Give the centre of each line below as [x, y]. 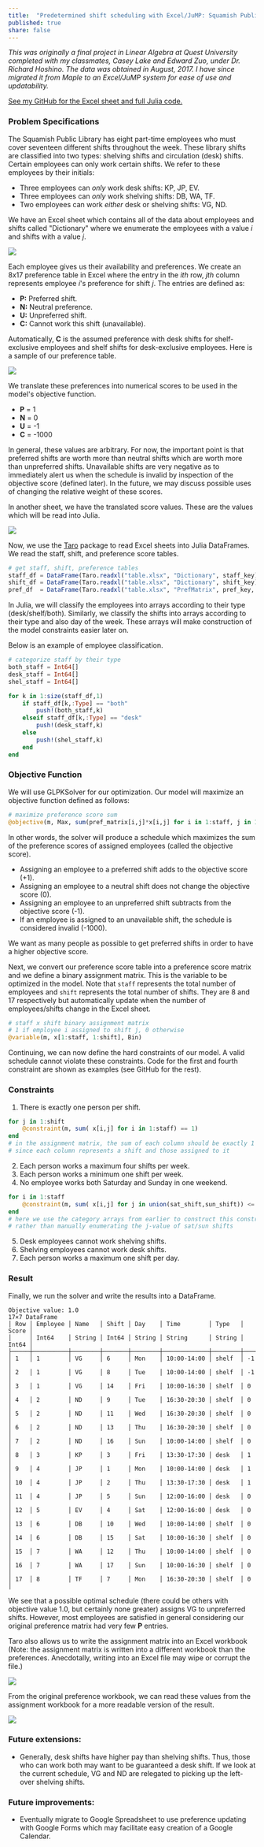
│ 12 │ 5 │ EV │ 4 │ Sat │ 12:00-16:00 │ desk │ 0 [130, 1510]
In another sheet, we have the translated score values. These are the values [131, 507]
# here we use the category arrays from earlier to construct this [121, 1219]
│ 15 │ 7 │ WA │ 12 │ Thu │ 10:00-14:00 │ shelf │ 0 [130, 1552]
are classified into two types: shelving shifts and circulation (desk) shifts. [126, 155]
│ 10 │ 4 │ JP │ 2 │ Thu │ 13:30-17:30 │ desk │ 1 [130, 1482]
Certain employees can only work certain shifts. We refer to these [114, 164]
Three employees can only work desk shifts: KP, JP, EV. [110, 188]
